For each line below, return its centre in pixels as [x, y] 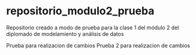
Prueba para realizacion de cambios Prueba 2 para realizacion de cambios [98, 45]
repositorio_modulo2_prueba [80, 11]
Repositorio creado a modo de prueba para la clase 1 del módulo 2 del [93, 27]
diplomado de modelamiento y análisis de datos [65, 33]
